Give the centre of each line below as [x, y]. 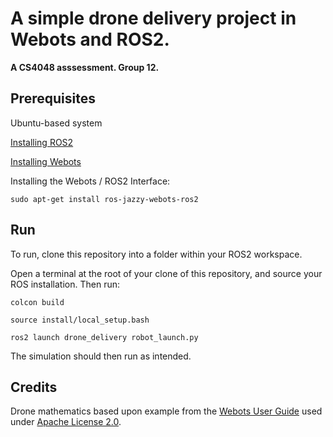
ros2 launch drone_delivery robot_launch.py [104, 337]
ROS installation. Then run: [65, 284]
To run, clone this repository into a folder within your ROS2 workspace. [156, 254]
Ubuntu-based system [56, 123]
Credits [34, 387]
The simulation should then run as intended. [101, 356]
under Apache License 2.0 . [66, 422]
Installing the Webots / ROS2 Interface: [90, 181]
